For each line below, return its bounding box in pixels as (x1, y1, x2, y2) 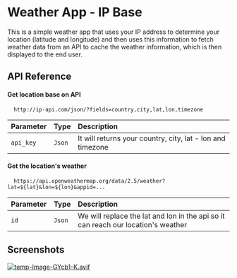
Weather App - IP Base (7, 4, 142, 20)
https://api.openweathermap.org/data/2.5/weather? (13, 177, 166, 184)
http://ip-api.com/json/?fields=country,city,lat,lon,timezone (13, 106, 203, 113)
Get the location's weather (7, 162, 87, 170)
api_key (11, 138, 37, 147)
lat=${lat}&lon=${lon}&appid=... (7, 183, 106, 191)
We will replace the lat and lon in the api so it (77, 211, 225, 221)
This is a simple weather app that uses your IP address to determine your (7, 28, 220, 36)
